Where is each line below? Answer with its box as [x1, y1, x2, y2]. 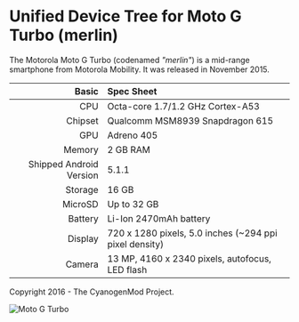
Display [67, 232, 100, 245]
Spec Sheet [107, 85, 158, 97]
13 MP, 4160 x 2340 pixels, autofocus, [107, 252, 271, 264]
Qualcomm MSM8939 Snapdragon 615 [107, 114, 274, 126]
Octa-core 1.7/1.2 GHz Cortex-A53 [107, 100, 260, 112]
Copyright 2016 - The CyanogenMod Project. [9, 286, 175, 297]
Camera [65, 258, 100, 270]
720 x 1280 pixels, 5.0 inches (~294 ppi [107, 227, 278, 239]
